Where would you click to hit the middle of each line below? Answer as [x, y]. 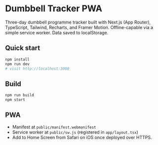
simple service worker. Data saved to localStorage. [57, 32]
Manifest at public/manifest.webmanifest [54, 127]
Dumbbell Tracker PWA [54, 9]
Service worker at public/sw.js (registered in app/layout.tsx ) [75, 132]
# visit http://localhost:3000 [37, 69]
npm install [17, 59]
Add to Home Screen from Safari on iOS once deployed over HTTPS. [82, 137]
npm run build [20, 95]
